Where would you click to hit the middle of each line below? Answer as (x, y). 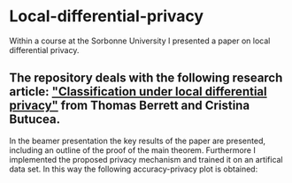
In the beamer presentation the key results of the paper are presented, (138, 141)
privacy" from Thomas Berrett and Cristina (130, 106)
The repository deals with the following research (146, 78)
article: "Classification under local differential (138, 91)
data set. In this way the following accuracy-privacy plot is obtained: (134, 169)
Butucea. (35, 120)
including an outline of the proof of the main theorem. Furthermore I (133, 150)
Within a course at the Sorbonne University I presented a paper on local (140, 41)
